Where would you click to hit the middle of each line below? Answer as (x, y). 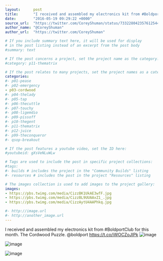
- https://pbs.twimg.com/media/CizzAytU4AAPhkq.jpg (58, 202)
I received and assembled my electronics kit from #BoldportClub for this (77, 229)
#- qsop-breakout (23, 140)
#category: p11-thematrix (31, 63)
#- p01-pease (18, 81)
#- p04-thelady (20, 95)
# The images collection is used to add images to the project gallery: (80, 184)
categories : (17, 77)
